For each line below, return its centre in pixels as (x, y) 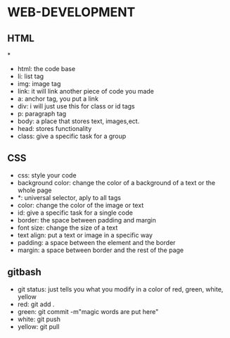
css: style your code (47, 175)
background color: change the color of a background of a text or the (116, 182)
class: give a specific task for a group (72, 136)
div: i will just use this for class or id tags (76, 106)
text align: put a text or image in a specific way (85, 235)
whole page (34, 190)
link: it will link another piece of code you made (86, 91)
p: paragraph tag (42, 114)
